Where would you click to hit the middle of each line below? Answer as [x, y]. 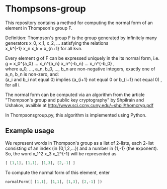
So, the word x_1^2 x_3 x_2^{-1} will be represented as [61, 153]
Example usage [30, 131]
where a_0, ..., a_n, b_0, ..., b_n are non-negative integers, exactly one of [80, 69]
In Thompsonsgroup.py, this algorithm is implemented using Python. [76, 115]
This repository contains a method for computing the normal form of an [79, 23]
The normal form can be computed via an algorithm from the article [75, 94]
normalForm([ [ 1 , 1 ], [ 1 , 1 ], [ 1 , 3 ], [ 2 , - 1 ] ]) [54, 181]
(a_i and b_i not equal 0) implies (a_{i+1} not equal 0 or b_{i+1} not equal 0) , [84, 79]
